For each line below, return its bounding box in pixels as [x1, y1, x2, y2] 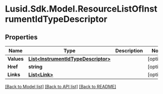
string [28, 63, 43, 70]
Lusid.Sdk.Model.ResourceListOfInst [5, 3, 158, 15]
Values [7, 56, 24, 62]
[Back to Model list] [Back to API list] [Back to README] [5, 84, 116, 89]
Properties [5, 33, 38, 41]
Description [115, 47, 143, 54]
